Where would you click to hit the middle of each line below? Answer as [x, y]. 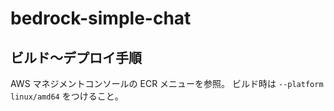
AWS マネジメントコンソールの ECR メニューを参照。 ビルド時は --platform [167, 83]
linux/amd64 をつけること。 [67, 96]
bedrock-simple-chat [101, 18]
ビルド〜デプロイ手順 [76, 57]
